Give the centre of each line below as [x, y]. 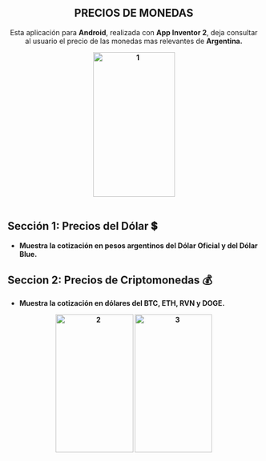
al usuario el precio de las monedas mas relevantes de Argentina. [134, 41]
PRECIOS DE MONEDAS [134, 13]
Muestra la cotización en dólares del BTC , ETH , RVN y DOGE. [122, 303]
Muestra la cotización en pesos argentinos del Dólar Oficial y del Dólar [138, 245]
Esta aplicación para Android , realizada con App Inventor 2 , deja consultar [134, 32]
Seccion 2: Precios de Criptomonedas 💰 [110, 281]
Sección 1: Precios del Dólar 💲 [83, 226]
